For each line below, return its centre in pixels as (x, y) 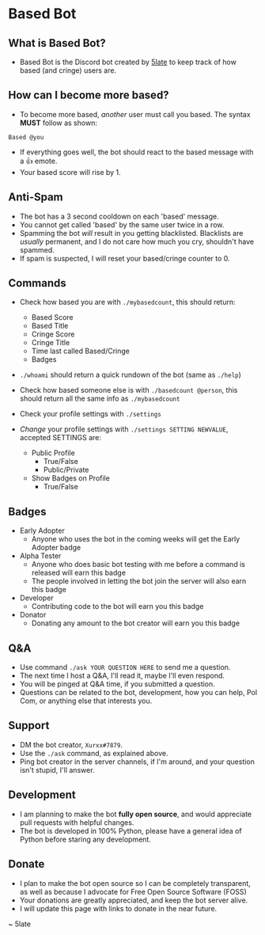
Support (29, 726)
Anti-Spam (36, 198)
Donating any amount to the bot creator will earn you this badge (135, 623)
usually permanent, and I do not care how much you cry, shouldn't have (137, 241)
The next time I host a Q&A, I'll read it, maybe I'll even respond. (122, 676)
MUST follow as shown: (58, 123)
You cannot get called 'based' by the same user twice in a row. (122, 224)
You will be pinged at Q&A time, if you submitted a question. (117, 684)
